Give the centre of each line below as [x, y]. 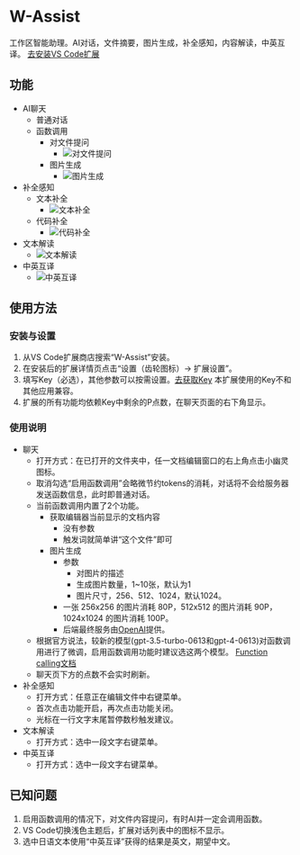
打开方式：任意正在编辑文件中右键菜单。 [111, 697]
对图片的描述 [100, 572]
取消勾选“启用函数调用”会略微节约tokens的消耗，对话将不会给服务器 [162, 482]
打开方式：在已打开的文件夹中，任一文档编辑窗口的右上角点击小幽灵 [162, 460]
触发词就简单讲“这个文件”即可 [118, 539]
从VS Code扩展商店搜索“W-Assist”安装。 [98, 357]
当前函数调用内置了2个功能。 [90, 505]
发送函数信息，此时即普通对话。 [95, 494]
